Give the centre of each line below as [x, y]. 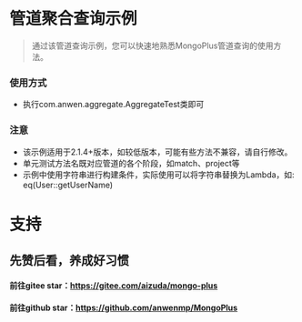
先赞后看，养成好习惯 [69, 261]
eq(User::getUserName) [68, 185]
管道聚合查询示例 [74, 19]
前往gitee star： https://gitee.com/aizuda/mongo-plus [114, 285]
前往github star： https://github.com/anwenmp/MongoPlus [124, 308]
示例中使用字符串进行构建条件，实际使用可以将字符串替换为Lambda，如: [158, 175]
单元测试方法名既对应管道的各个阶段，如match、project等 [131, 163]
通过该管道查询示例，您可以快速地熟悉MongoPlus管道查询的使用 [153, 45]
